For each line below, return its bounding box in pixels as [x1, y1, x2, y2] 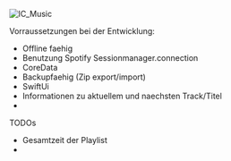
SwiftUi [21, 81, 49, 91]
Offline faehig [21, 43, 73, 54]
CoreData [21, 63, 58, 72]
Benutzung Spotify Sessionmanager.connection [21, 53, 199, 63]
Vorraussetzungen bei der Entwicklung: [9, 26, 155, 36]
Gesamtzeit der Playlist [21, 135, 107, 145]
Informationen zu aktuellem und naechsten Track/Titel [21, 90, 222, 101]
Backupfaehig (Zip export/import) [21, 72, 146, 82]
